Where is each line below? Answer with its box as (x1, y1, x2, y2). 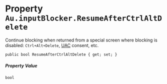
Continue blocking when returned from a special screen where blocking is (5, 37, 157, 43)
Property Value (5, 62, 37, 68)
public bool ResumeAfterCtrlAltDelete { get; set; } (5, 52, 117, 57)
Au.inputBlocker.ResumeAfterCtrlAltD (5, 13, 162, 23)
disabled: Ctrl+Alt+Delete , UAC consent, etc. (5, 42, 99, 48)
